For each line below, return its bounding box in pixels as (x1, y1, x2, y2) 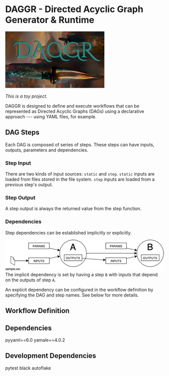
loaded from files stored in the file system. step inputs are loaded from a (5, 176, 155, 182)
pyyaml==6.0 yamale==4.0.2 (5, 337, 65, 343)
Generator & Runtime (5, 14, 95, 26)
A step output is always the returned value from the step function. (5, 205, 142, 212)
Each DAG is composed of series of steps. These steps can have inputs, (5, 141, 154, 147)
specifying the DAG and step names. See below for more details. (5, 292, 139, 298)
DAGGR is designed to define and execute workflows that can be (5, 103, 140, 109)
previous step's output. (5, 182, 53, 188)
